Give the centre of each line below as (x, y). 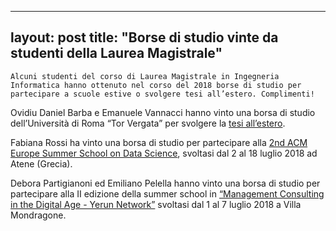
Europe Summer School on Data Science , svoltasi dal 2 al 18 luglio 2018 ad (164, 153)
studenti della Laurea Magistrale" (116, 53)
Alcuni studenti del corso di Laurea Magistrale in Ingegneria (145, 76)
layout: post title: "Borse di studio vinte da (144, 37)
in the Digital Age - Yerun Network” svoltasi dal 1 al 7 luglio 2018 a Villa (156, 204)
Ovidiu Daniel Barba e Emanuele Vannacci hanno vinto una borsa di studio (163, 112)
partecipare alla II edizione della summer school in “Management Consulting (167, 193)
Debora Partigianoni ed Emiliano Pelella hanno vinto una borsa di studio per (165, 183)
